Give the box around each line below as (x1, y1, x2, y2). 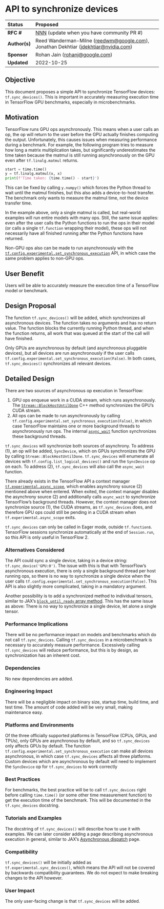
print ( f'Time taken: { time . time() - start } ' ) (5, 176, 99, 181)
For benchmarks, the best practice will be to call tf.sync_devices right (5, 787, 146, 793)
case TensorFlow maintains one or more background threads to (12, 423, 140, 429)
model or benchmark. (5, 288, 48, 293)
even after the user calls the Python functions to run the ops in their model (5, 220, 155, 226)
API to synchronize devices (5, 3, 118, 15)
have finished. (5, 335, 34, 341)
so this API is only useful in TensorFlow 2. (5, 534, 89, 540)
